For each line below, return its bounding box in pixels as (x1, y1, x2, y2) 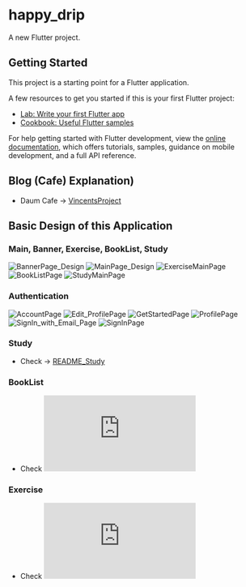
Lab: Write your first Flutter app (19, 109, 125, 118)
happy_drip (8, 6, 85, 24)
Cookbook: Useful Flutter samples (19, 118, 134, 127)
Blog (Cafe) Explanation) (8, 174, 135, 188)
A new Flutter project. (8, 32, 81, 42)
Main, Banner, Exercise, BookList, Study (8, 243, 168, 255)
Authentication (8, 290, 69, 302)
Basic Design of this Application (8, 219, 173, 233)
